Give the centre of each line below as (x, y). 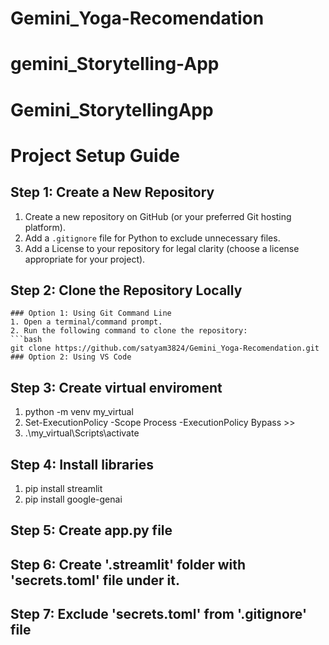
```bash (26, 340)
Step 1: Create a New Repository (112, 192)
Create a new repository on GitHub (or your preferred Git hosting (158, 216)
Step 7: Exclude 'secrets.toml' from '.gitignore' (159, 614)
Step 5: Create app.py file (91, 530)
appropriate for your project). (85, 259)
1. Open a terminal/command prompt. (86, 322)
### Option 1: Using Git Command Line (91, 313)
